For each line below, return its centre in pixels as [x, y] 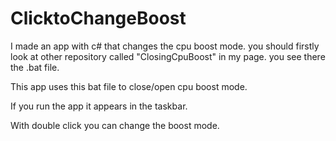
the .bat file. [35, 67]
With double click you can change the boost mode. [115, 125]
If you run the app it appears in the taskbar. [99, 106]
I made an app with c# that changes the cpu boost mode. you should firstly [165, 46]
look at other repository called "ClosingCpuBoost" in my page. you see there [168, 56]
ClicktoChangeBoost [98, 18]
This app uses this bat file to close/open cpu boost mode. [129, 86]
